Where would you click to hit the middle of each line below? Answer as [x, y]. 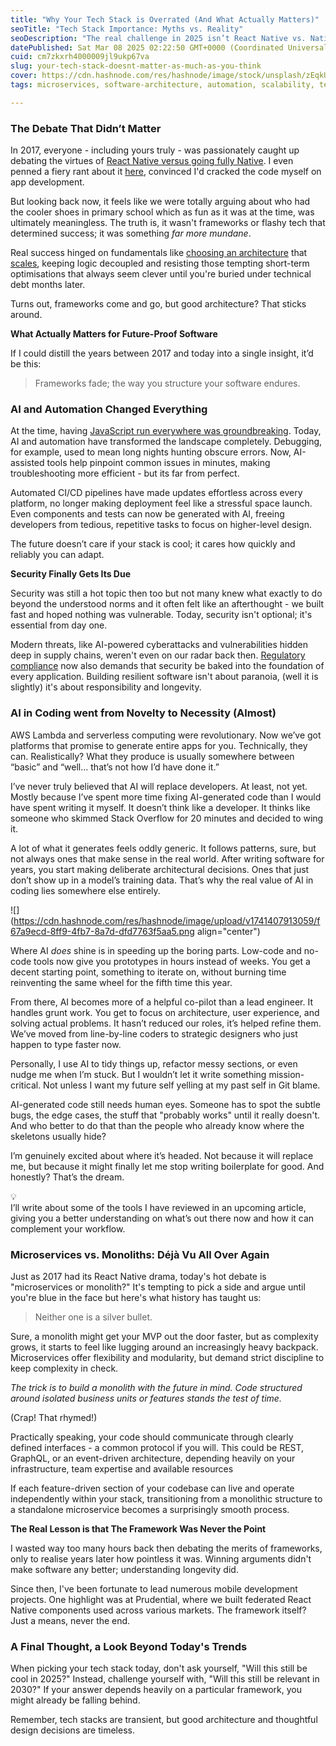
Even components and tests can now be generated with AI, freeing [147, 514]
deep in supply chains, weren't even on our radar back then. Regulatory [158, 655]
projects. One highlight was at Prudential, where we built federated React [161, 1599]
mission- [286, 1074]
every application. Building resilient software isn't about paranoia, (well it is [164, 677]
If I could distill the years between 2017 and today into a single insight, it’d [162, 353]
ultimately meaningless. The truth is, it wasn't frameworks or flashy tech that [168, 223]
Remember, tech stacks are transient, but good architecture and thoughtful [164, 1720]
